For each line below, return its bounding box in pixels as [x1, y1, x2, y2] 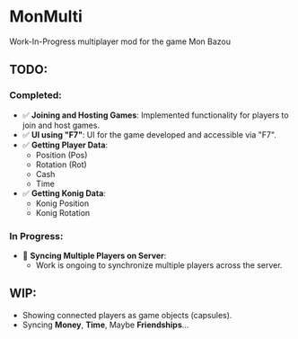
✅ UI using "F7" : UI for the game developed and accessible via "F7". [22, 129, 276, 140]
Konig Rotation [35, 207, 91, 218]
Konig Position [35, 198, 90, 209]
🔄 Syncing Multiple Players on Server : [22, 250, 167, 261]
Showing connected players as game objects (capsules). [22, 309, 232, 320]
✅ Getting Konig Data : [22, 187, 106, 199]
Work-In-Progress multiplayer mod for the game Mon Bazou [9, 36, 232, 47]
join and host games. [22, 120, 101, 130]
